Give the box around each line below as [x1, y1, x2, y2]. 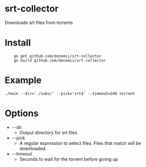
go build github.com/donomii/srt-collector [14, 58, 106, 63]
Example [5, 74, 42, 86]
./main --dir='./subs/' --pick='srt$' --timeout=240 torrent [5, 91, 135, 96]
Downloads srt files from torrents [5, 19, 73, 25]
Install [5, 37, 31, 48]
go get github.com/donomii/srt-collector [14, 53, 101, 58]
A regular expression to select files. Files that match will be [19, 140, 141, 146]
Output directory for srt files [19, 129, 78, 135]
